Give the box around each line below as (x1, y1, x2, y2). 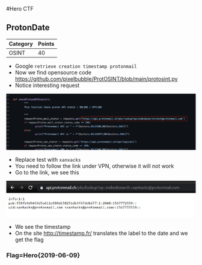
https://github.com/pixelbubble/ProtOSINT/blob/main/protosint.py (14, 75, 178, 83)
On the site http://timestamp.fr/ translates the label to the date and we (14, 229, 188, 237)
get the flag (14, 236, 44, 243)
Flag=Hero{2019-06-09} (6, 251, 81, 260)
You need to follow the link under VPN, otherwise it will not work (14, 162, 174, 170)
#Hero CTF (6, 5, 34, 12)
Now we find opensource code (14, 69, 92, 76)
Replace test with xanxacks (14, 156, 81, 164)
